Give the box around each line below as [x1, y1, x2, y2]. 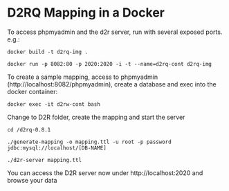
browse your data [7, 176, 57, 184]
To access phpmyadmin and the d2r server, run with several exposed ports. [7, 28, 223, 36]
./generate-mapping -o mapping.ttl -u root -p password [7, 138, 172, 145]
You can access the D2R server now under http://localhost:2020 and [7, 168, 203, 177]
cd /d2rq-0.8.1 [7, 126, 51, 133]
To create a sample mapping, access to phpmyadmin [7, 73, 158, 81]
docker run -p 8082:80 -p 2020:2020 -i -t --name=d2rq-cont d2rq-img [7, 60, 212, 67]
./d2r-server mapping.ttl [7, 156, 82, 163]
